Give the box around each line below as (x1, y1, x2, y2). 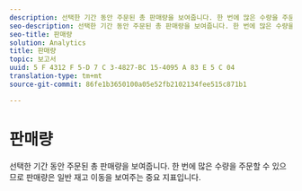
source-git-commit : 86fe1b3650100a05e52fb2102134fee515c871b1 (9, 80, 247, 89)
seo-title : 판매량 (9, 30, 73, 39)
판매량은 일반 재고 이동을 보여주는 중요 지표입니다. (25, 171, 201, 182)
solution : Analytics (9, 38, 87, 48)
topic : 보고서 (9, 55, 57, 64)
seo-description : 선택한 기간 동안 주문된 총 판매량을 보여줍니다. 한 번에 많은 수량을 (9, 22, 295, 30)
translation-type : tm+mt (9, 72, 102, 81)
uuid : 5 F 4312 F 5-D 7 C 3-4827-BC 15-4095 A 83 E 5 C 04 (9, 64, 235, 73)
